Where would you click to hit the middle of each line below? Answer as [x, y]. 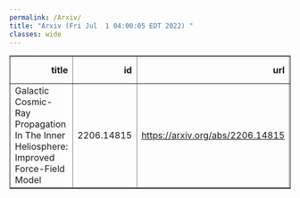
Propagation [41, 124]
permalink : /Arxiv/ [46, 17]
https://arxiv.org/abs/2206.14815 [213, 136]
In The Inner [40, 136]
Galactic [32, 91]
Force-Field [40, 169]
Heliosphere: [42, 146]
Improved [35, 158]
